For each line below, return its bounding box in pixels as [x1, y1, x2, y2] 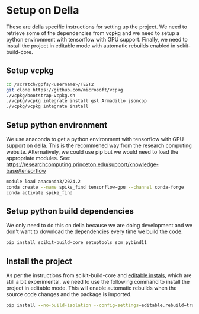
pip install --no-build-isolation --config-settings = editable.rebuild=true [6, 302, 197, 309]
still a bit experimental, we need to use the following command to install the [6, 278, 190, 286]
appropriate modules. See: [6, 154, 71, 161]
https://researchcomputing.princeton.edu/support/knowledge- [6, 161, 159, 168]
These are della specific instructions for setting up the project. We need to [6, 23, 188, 30]
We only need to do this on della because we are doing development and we [6, 222, 193, 229]
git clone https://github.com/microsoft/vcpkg [6, 87, 123, 93]
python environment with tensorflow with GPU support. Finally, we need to [6, 36, 188, 43]
